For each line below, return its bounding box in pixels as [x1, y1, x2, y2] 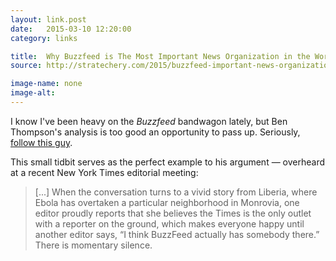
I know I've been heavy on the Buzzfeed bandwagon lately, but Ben [10, 115, 288, 127]
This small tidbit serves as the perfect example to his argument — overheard [10, 156, 326, 168]
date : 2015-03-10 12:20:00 [10, 24, 132, 34]
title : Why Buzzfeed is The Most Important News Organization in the [10, 51, 311, 61]
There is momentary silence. [34, 239, 153, 251]
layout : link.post [10, 14, 87, 25]
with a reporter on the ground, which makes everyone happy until [34, 217, 305, 230]
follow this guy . [10, 136, 73, 148]
